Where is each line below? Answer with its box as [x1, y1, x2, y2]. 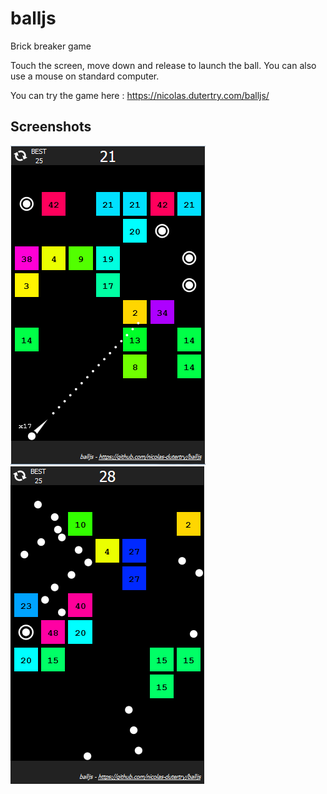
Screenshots [10, 118, 92, 136]
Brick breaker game [10, 40, 92, 52]
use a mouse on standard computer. [10, 70, 160, 82]
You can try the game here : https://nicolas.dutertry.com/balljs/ [10, 89, 270, 101]
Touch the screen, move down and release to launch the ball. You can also [10, 59, 317, 71]
